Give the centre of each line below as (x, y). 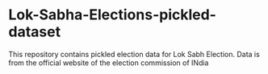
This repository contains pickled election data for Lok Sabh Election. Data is (134, 54)
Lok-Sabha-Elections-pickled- (112, 15)
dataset (35, 32)
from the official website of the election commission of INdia (109, 63)
